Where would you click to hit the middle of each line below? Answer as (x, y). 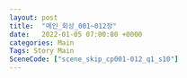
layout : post (34, 17)
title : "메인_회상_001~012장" (63, 26)
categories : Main (42, 43)
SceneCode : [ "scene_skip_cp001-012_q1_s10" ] (94, 59)
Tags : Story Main (42, 51)
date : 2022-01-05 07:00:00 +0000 (76, 34)
